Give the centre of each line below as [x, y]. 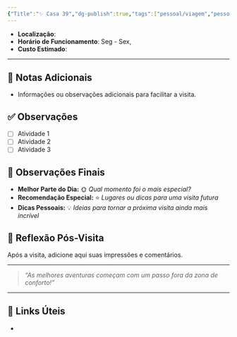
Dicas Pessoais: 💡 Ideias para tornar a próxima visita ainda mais [113, 208]
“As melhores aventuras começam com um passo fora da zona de [121, 275]
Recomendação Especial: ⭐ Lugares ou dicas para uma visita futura [118, 197]
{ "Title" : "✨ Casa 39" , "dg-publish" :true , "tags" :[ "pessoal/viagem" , [109, 14]
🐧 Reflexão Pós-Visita [56, 238]
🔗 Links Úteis [36, 311]
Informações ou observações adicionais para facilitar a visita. [107, 94]
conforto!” [39, 283]
